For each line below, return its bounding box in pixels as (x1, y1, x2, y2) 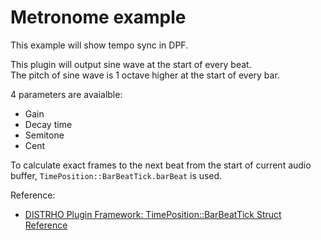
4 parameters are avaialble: (10, 88, 123, 100)
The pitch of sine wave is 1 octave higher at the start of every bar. (10, 69, 280, 81)
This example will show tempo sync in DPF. (10, 39, 189, 51)
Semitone (24, 129, 65, 141)
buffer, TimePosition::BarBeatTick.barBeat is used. (10, 169, 223, 181)
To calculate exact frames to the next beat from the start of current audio (10, 159, 312, 171)
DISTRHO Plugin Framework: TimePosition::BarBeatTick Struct (24, 208, 282, 220)
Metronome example (10, 6, 187, 29)
